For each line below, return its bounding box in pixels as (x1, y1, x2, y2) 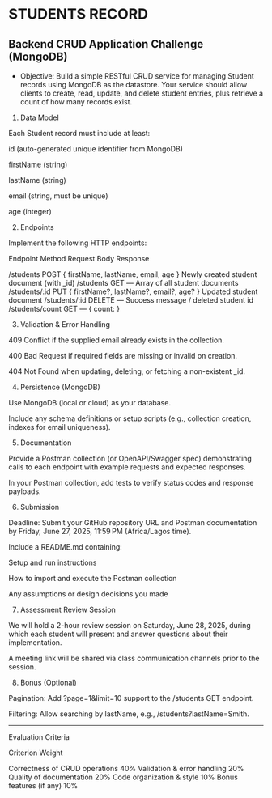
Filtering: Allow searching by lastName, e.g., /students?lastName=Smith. (8, 709, 249, 719)
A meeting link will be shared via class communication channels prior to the (8, 653, 260, 663)
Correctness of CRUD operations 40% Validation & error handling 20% (8, 764, 244, 773)
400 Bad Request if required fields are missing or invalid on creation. (8, 351, 237, 360)
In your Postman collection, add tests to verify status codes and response (8, 478, 254, 487)
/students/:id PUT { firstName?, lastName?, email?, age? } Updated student (8, 287, 258, 296)
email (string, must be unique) (8, 191, 108, 201)
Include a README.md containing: (8, 542, 123, 551)
